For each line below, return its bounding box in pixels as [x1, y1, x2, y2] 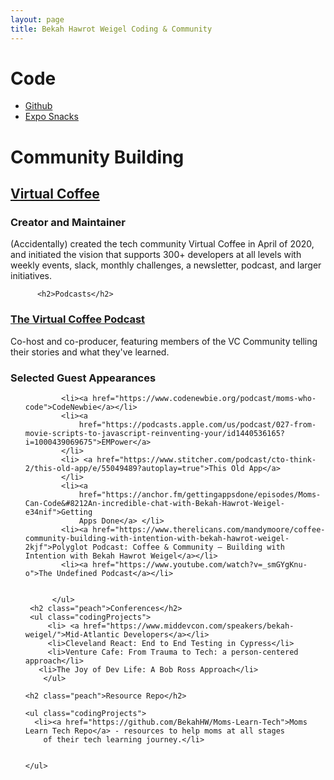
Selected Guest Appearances [10, 371, 157, 385]
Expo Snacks [24, 111, 79, 123]
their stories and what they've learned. [10, 346, 170, 358]
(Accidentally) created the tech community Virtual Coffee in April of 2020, [10, 238, 315, 250]
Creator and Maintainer [10, 215, 126, 229]
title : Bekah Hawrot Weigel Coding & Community [10, 24, 213, 34]
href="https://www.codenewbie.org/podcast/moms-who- [92, 393, 317, 403]
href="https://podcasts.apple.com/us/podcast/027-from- [78, 419, 317, 430]
